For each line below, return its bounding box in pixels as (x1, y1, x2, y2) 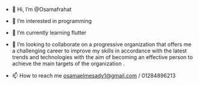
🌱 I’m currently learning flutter (11, 29, 87, 36)
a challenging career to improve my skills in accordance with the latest (11, 47, 187, 54)
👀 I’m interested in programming (11, 17, 92, 24)
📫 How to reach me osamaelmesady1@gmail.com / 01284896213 (11, 72, 176, 79)
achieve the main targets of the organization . (11, 60, 125, 67)
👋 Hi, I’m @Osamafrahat (11, 6, 72, 13)
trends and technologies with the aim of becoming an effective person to (11, 54, 193, 60)
